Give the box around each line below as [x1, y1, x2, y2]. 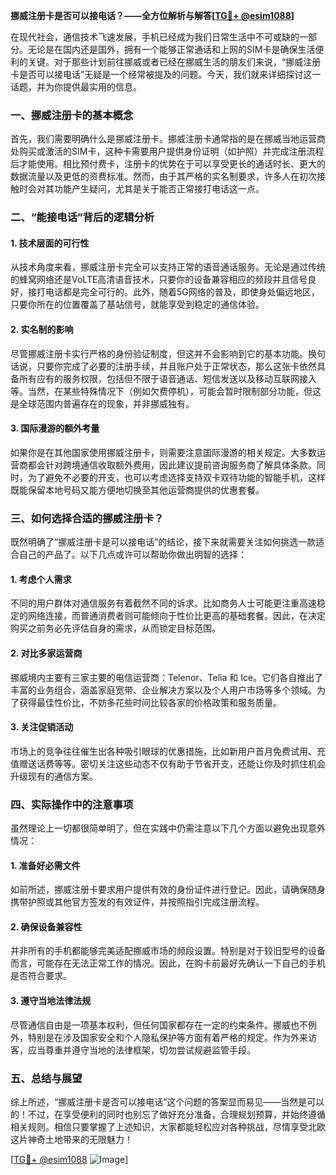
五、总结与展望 [10, 1071, 83, 1085]
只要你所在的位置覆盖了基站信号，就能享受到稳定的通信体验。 [10, 299, 265, 311]
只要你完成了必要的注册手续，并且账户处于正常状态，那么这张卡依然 [36, 360, 317, 372]
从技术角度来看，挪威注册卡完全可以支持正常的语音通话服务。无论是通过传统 [10, 261, 326, 273]
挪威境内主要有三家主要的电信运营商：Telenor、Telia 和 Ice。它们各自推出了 [10, 671, 324, 683]
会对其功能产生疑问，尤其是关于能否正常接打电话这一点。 [27, 183, 265, 195]
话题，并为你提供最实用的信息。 [10, 81, 142, 93]
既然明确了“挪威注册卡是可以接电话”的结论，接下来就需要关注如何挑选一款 [10, 536, 317, 548]
